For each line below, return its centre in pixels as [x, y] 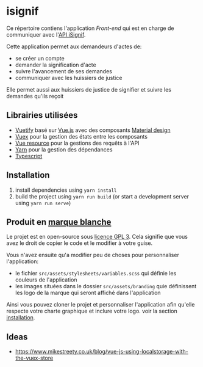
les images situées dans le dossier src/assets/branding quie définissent [106, 286]
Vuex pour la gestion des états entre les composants [81, 136]
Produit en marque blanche [59, 222]
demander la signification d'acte [55, 65]
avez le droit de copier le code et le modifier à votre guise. [80, 243]
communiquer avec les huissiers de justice [69, 78]
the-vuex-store [34, 358]
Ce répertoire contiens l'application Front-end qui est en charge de [90, 28]
